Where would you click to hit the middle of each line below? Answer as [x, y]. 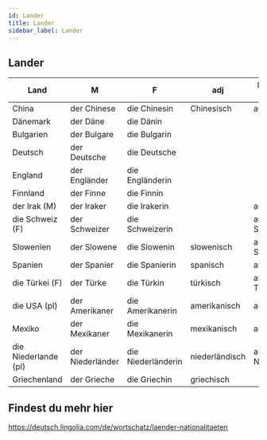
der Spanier [92, 265]
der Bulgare [92, 135]
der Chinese [93, 108]
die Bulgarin [149, 135]
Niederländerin [155, 362]
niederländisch [218, 357]
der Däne [87, 122]
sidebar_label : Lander [46, 30]
